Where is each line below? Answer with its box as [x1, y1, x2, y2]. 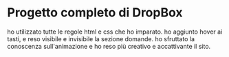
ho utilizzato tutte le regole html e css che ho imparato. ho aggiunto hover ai [7, 27, 223, 36]
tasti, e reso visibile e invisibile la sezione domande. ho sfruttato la [7, 34, 195, 43]
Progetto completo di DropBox [7, 5, 184, 21]
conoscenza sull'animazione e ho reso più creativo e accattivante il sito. [7, 42, 211, 50]
